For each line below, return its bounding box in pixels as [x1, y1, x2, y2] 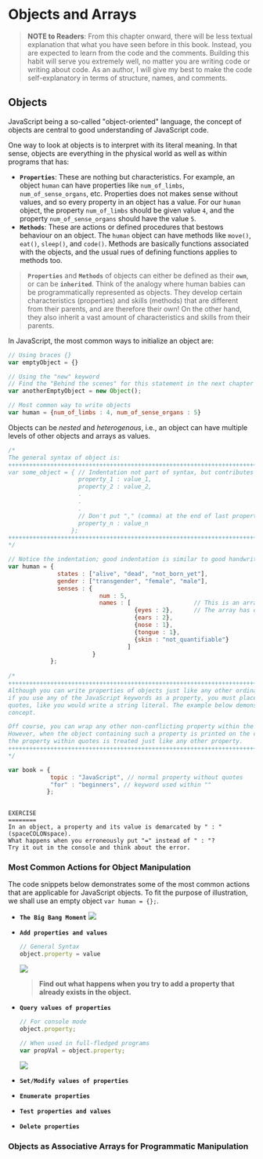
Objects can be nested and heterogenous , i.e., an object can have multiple [8, 422, 248, 432]
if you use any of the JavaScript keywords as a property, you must [8, 694, 236, 702]
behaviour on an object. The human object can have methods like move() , [19, 230, 252, 240]
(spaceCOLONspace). [8, 830, 72, 838]
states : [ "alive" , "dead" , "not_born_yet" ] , [57, 570, 209, 578]
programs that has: [8, 157, 70, 166]
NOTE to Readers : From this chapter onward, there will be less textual [27, 31, 253, 41]
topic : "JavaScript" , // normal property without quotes [49, 773, 243, 782]
